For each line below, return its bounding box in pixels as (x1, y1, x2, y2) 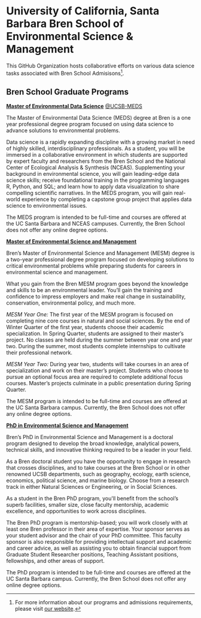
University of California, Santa (6, 4, 160, 18)
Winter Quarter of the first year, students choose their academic (6, 324, 165, 331)
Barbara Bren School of (6, 17, 124, 31)
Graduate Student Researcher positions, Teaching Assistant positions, (6, 551, 179, 558)
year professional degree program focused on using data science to (6, 121, 174, 128)
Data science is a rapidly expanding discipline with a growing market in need (6, 139, 196, 146)
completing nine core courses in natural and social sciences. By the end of (6, 317, 190, 324)
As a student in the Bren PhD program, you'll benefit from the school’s (6, 495, 178, 502)
